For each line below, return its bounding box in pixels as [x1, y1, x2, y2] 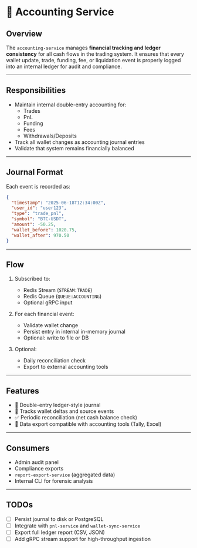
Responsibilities [6, 85, 66, 96]
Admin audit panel [14, 458, 59, 466]
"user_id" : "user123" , [11, 205, 67, 211]
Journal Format [6, 167, 63, 177]
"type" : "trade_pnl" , [11, 211, 64, 217]
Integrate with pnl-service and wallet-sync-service [14, 522, 141, 529]
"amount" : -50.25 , [11, 221, 57, 227]
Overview [6, 29, 43, 39]
